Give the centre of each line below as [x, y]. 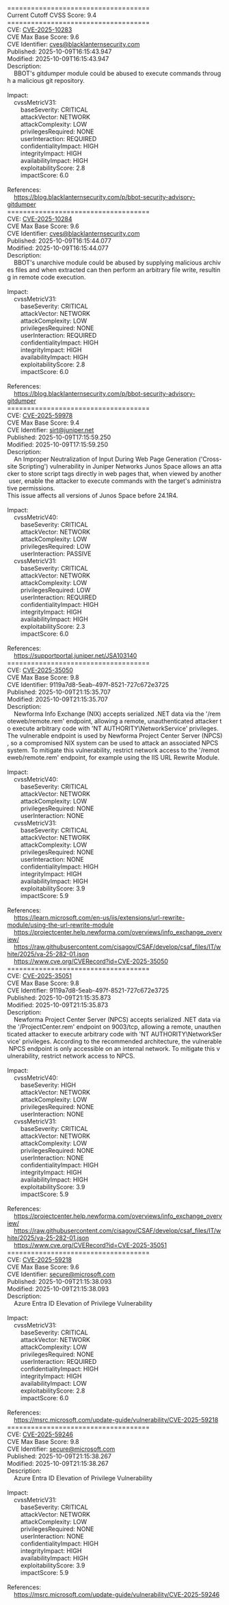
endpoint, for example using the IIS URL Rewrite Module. [140, 757]
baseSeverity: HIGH [48, 1085]
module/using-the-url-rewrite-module [60, 925]
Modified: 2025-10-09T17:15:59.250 [58, 445]
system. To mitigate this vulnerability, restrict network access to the [102, 750]
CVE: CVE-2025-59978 [40, 415]
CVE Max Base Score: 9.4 [43, 423]
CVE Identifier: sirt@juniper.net [51, 430]
